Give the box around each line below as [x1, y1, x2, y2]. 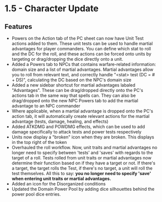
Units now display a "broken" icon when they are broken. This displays [11, 134, 155, 140]
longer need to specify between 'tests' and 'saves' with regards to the [11, 150, 153, 156]
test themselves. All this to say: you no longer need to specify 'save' [11, 171, 151, 176]
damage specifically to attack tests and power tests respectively [11, 129, 141, 135]
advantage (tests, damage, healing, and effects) [11, 118, 109, 124]
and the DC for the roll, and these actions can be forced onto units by [11, 51, 152, 57]
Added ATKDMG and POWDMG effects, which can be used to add [11, 124, 145, 130]
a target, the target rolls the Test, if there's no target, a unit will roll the [11, 165, 153, 171]
